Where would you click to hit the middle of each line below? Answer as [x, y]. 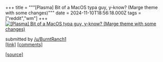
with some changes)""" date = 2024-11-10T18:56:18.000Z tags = [73, 13]
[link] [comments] [24, 45]
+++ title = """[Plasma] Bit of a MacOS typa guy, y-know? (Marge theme [81, 7]
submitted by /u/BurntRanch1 [36, 39]
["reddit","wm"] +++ [26, 18]
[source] [14, 54]
